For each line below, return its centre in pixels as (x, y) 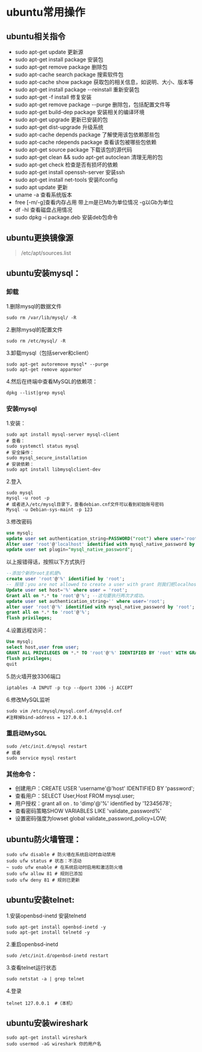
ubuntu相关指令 (36, 36)
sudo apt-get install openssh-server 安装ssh (70, 172)
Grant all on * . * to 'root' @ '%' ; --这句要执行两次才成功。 (77, 596)
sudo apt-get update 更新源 (49, 52)
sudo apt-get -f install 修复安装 (53, 97)
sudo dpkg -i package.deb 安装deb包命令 (66, 217)
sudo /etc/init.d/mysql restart (47, 746)
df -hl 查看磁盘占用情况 (44, 210)
